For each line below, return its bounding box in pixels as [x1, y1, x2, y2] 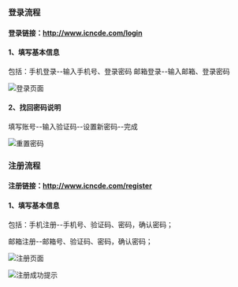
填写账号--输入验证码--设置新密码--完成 [8, 121, 138, 131]
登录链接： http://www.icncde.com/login [8, 28, 143, 37]
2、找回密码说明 [8, 102, 61, 112]
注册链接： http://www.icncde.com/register [8, 181, 152, 191]
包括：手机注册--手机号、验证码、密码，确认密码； [8, 219, 173, 229]
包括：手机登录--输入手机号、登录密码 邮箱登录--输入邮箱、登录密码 [8, 66, 230, 76]
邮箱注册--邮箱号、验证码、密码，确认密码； [8, 237, 153, 246]
